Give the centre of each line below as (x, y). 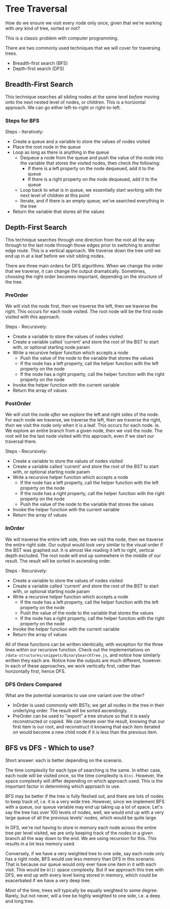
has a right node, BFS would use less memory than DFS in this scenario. (80, 859)
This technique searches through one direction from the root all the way (80, 239)
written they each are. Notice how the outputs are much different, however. (83, 660)
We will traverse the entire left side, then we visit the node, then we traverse (84, 539)
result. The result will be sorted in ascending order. (58, 561)
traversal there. (21, 441)
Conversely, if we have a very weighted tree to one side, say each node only (85, 853)
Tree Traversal (36, 9)
